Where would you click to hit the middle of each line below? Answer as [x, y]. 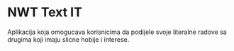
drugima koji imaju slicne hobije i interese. [68, 39]
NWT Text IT [45, 12]
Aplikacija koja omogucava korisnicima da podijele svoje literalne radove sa [117, 32]
